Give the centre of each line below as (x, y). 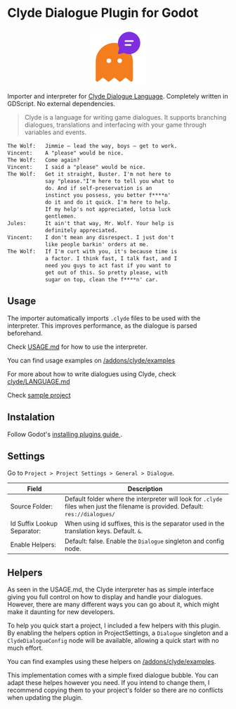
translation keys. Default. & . (103, 531)
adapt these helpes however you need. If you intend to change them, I (109, 682)
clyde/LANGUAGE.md (39, 381)
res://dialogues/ (90, 515)
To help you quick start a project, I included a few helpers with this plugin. (114, 625)
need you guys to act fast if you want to (108, 265)
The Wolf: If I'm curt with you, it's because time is (92, 251)
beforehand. (25, 333)
